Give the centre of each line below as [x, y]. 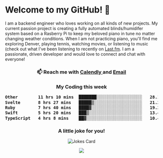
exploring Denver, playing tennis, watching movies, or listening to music [77, 43]
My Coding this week [81, 86]
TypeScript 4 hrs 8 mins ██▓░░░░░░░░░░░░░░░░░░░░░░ [74, 118]
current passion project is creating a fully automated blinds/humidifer [74, 28]
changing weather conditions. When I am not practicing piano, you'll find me [81, 39]
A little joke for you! [81, 131]
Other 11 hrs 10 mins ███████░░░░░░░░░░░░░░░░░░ [74, 97]
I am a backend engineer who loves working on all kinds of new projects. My [81, 23]
